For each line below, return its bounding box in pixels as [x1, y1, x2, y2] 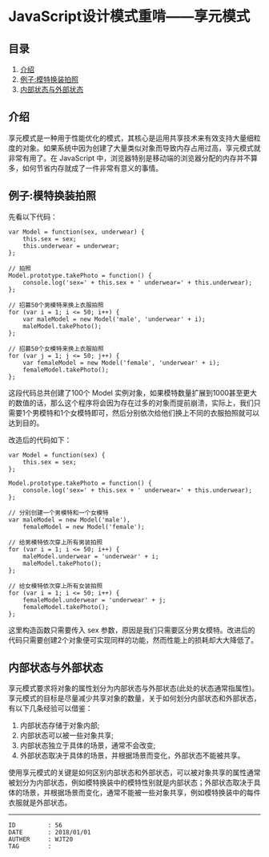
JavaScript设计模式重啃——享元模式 [8, 7, 251, 26]
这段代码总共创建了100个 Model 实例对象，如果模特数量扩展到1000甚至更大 [8, 388, 258, 397]
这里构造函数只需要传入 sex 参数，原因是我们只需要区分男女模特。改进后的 [8, 625, 255, 635]
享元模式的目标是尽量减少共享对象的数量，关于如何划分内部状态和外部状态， [8, 693, 261, 703]
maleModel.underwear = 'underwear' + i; [22, 552, 159, 560]
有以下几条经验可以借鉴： [8, 704, 93, 713]
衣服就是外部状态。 [8, 798, 72, 807]
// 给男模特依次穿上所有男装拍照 [8, 538, 102, 546]
